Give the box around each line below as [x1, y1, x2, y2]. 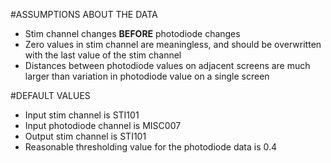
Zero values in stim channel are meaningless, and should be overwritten [24, 39, 322, 50]
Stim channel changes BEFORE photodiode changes [24, 28, 241, 39]
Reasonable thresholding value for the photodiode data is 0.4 [24, 141, 278, 153]
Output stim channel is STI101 [24, 130, 147, 142]
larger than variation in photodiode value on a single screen [24, 70, 270, 82]
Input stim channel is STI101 [24, 109, 140, 121]
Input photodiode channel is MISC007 [24, 120, 182, 131]
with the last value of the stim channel [24, 49, 182, 61]
